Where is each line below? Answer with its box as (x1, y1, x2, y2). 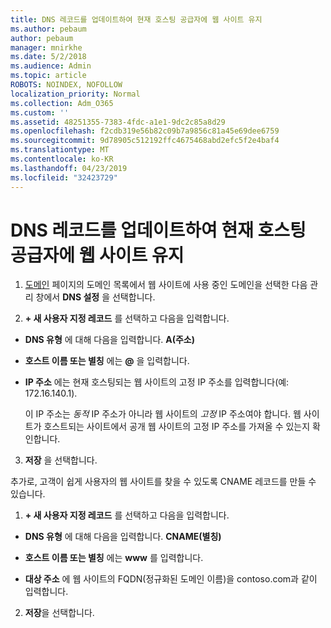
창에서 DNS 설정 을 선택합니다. (35, 291, 156, 303)
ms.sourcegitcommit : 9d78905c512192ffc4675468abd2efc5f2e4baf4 (10, 136, 280, 146)
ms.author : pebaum (10, 24, 87, 34)
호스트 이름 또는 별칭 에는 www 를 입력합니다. (24, 552, 204, 564)
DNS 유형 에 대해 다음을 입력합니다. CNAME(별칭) (24, 531, 222, 543)
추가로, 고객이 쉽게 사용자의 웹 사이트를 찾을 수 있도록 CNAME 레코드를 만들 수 (10, 476, 317, 488)
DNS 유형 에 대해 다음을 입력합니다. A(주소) (24, 334, 196, 346)
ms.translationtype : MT (10, 145, 110, 155)
